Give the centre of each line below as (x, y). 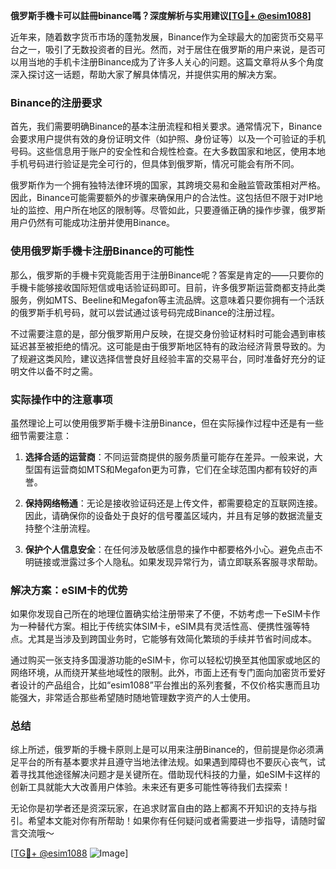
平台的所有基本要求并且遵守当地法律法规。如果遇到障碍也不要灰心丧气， (167, 762)
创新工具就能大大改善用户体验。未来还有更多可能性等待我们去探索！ (150, 787)
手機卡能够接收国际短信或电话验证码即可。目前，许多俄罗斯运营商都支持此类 (168, 287)
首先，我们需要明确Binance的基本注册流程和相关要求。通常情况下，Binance (166, 126)
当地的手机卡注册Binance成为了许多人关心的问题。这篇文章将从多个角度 (176, 62)
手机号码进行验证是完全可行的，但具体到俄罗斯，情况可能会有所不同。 (155, 164)
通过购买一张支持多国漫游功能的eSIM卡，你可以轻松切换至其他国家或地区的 (165, 660)
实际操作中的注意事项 (61, 399)
